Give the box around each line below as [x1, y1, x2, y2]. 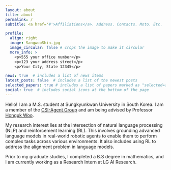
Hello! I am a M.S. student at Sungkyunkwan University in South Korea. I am [5, 101, 164, 107]
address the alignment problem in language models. [5, 144, 115, 150]
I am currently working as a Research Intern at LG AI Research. [5, 159, 137, 165]
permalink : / [5, 17, 33, 22]
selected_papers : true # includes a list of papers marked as [5, 82, 140, 88]
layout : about [5, 7, 36, 13]
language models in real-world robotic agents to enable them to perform [5, 133, 157, 139]
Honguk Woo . [5, 112, 34, 118]
